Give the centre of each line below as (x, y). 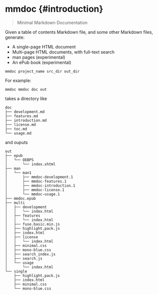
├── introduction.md (26, 120)
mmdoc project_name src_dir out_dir (42, 71)
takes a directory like (26, 98)
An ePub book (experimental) (42, 62)
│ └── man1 (18, 172)
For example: (18, 80)
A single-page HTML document (44, 47)
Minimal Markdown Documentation (52, 23)
